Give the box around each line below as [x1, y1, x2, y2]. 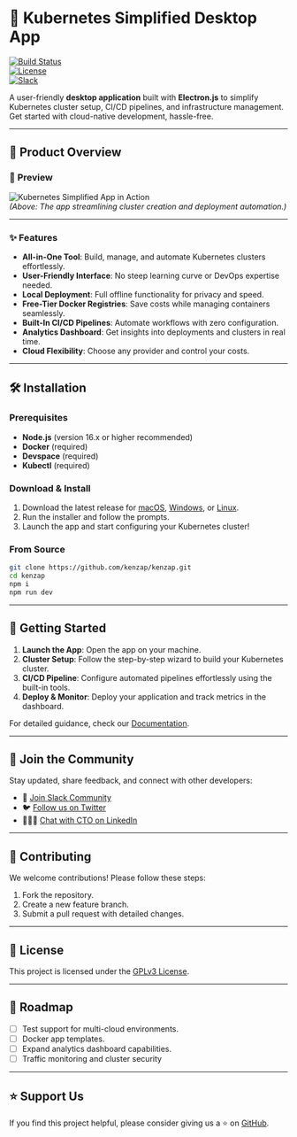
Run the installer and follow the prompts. [21, 511, 170, 522]
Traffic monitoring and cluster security [21, 1053, 162, 1064]
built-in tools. [21, 682, 71, 692]
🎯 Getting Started [9, 621, 107, 636]
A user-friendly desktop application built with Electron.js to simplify [9, 92, 259, 103]
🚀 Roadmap [9, 1000, 73, 1015]
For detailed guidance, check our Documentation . [9, 717, 190, 729]
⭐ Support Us [9, 1089, 84, 1104]
